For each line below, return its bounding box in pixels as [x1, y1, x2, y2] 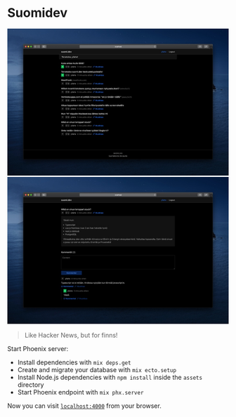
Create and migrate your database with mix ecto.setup [17, 365, 177, 373]
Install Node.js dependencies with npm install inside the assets [17, 373, 202, 381]
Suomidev [7, 5, 68, 21]
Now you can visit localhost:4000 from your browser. [7, 402, 162, 410]
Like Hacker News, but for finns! [24, 331, 118, 339]
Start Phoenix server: [7, 344, 69, 352]
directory [17, 380, 44, 389]
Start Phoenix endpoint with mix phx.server [17, 388, 144, 396]
